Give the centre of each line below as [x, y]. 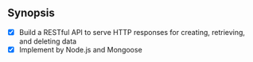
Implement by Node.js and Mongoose [80, 49]
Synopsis [31, 13]
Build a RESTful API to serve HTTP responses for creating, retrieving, [132, 32]
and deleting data [48, 41]
